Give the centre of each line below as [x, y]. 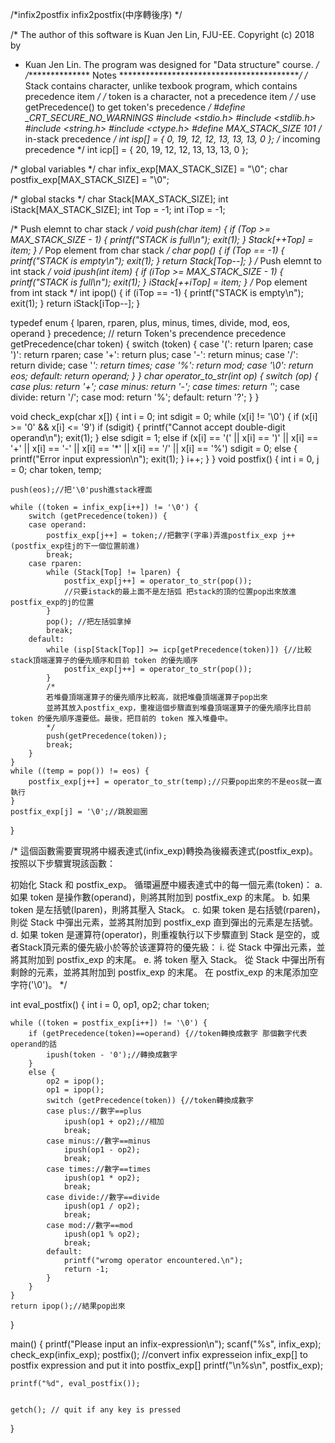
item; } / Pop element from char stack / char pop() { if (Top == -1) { [147, 250]
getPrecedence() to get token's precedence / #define [135, 107]
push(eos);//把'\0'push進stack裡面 [81, 490]
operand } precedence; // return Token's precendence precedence [148, 333]
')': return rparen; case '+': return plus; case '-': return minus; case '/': [154, 354]
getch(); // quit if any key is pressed [96, 1410]
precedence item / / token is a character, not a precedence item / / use [170, 96]
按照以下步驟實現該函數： [63, 863]
